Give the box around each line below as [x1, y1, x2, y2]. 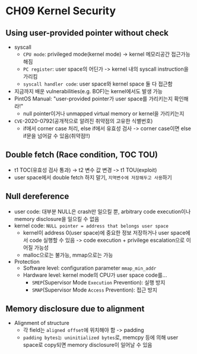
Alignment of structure [14, 320, 69, 327]
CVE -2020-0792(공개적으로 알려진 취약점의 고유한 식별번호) [14, 118, 153, 124]
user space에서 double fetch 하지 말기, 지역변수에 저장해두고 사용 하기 [14, 173, 173, 181]
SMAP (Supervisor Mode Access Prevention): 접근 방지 [31, 286, 158, 293]
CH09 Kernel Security [5, 4, 116, 18]
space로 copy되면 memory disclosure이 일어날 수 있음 [23, 342, 152, 349]
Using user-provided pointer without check [5, 28, 169, 38]
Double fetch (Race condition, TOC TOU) [5, 150, 158, 160]
